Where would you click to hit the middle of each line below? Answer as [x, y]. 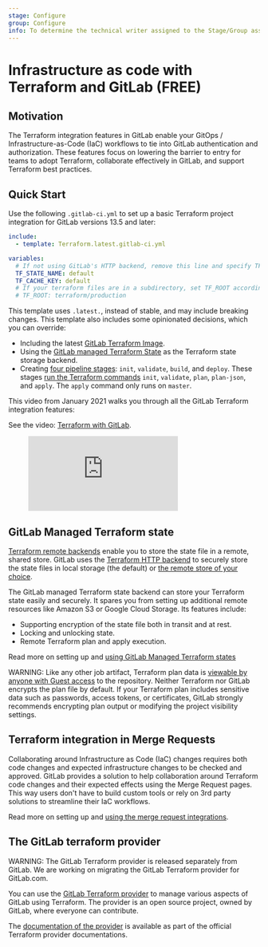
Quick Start [37, 194]
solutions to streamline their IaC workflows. [79, 801]
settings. [23, 714]
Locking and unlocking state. [67, 633]
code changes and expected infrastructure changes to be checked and [125, 767]
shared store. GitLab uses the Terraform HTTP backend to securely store [128, 560]
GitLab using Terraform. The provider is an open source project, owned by [130, 902]
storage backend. [49, 361]
